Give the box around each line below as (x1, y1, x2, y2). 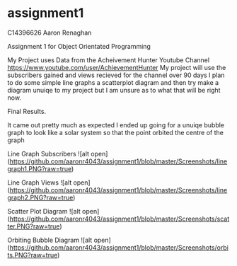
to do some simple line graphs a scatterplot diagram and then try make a (7, 78, 219, 86)
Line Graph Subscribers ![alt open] (7, 149, 108, 158)
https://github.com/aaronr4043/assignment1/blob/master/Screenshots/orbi (9, 243, 229, 252)
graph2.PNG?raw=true (7, 193, 74, 202)
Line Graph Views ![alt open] (7, 178, 91, 187)
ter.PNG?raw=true (7, 221, 60, 231)
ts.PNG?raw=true (7, 250, 58, 259)
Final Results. (7, 107, 47, 115)
